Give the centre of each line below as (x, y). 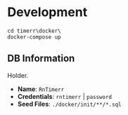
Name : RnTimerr (41, 89)
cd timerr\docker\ (34, 31)
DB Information (41, 59)
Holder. (18, 75)
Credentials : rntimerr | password (65, 96)
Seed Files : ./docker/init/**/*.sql (69, 104)
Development (47, 12)
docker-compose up (34, 37)
